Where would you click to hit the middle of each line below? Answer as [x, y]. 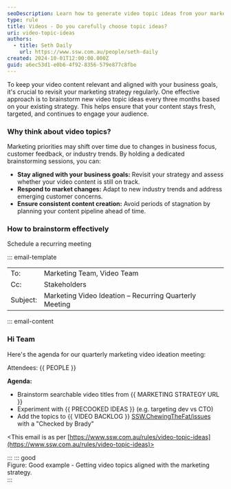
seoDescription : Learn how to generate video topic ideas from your [107, 13]
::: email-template [32, 257]
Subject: [24, 300]
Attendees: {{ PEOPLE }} [42, 367]
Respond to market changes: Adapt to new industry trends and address [119, 189]
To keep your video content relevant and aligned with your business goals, [112, 84]
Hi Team [21, 340]
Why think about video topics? [59, 132]
